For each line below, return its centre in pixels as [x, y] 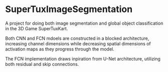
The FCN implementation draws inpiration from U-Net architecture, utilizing [83, 58]
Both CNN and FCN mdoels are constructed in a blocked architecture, [77, 38]
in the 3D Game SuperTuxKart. [37, 28]
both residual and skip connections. [42, 64]
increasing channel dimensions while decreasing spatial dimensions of [78, 43]
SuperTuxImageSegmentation [69, 9]
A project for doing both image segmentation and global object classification [84, 23]
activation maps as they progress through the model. [60, 49]
